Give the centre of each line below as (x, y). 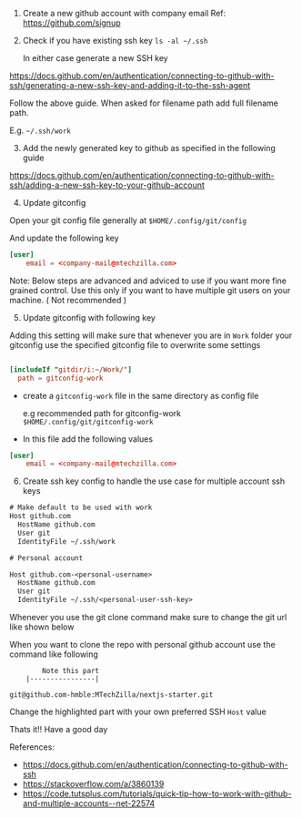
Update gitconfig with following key (89, 317)
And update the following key (65, 238)
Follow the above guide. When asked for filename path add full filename (144, 103)
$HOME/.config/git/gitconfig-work (88, 422)
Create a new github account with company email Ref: (124, 13)
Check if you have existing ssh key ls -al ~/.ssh (115, 41)
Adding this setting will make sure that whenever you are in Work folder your (151, 335)
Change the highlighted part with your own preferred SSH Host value (138, 711)
